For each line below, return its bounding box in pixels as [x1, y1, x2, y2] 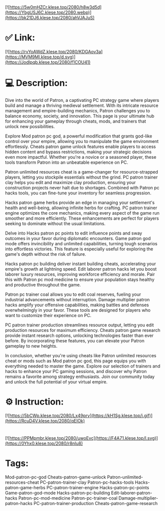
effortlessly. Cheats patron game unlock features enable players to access [5, 143, 156, 149]
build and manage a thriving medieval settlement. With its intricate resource [5, 102, 159, 108]
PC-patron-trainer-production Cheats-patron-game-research [33, 500, 158, 506]
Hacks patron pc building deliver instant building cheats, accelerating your [5, 261, 156, 267]
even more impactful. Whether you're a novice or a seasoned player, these [5, 154, 157, 160]
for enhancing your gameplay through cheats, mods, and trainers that [5, 118, 146, 124]
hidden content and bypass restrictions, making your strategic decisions [5, 148, 152, 155]
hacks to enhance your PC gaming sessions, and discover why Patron [5, 368, 147, 374]
